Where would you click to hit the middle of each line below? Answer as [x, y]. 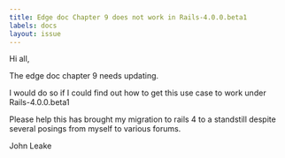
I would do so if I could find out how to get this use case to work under [138, 93]
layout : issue [35, 34]
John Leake [31, 146]
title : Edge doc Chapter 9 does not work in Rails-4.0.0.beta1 [128, 17]
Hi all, [19, 59]
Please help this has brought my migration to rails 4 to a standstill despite [142, 119]
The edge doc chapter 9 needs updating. [84, 76]
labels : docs [33, 26]
